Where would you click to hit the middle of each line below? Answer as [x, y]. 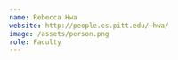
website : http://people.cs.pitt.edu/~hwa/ [89, 26]
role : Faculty [36, 42]
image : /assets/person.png [59, 34]
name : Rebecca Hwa [43, 17]
